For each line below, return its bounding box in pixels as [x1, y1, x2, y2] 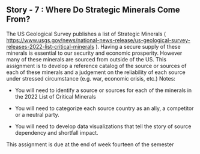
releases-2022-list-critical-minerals [6, 43, 95, 50]
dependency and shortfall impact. [14, 129, 98, 136]
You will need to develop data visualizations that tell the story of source [14, 123, 192, 130]
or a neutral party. [14, 111, 60, 118]
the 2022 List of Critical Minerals [14, 93, 96, 100]
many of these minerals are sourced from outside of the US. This [6, 55, 167, 63]
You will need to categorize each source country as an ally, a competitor [14, 105, 194, 112]
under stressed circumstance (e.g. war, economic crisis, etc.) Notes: [6, 75, 176, 82]
